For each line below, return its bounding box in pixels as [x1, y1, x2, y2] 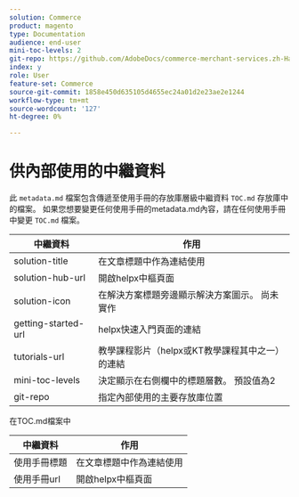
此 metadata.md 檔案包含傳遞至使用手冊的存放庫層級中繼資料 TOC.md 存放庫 [9, 192, 281, 203]
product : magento [9, 21, 74, 30]
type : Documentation [9, 29, 86, 38]
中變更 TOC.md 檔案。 [9, 215, 85, 225]
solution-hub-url [13, 272, 86, 284]
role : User [9, 71, 50, 80]
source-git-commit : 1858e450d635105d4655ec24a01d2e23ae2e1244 [9, 87, 245, 96]
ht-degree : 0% [9, 112, 62, 121]
